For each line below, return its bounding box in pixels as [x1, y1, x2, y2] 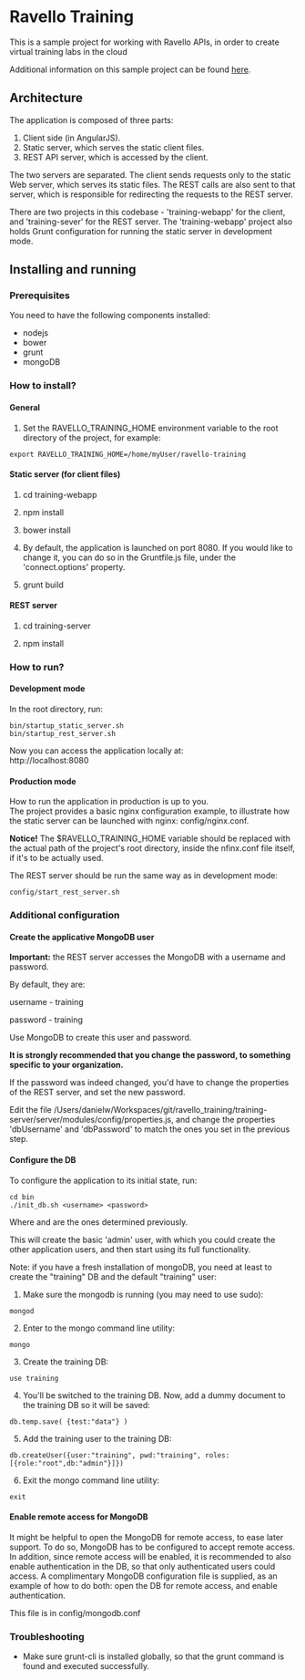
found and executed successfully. [22, 1661, 150, 1672]
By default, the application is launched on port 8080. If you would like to [22, 542, 293, 553]
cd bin [9, 1192, 35, 1201]
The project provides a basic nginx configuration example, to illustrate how [9, 805, 290, 817]
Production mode [9, 775, 76, 786]
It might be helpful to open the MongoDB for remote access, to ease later [9, 1531, 284, 1542]
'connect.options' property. [22, 561, 126, 572]
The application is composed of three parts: [9, 114, 174, 125]
